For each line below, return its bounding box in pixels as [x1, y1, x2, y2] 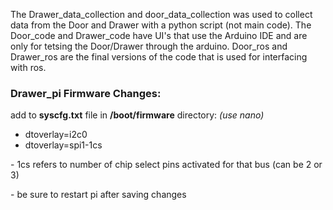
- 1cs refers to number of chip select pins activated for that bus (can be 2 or [10, 159, 323, 171]
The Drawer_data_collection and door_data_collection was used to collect [10, 9, 313, 20]
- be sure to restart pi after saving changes [10, 189, 187, 201]
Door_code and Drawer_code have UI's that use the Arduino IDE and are [10, 30, 308, 41]
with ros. [10, 62, 47, 73]
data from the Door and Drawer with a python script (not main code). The [10, 19, 312, 31]
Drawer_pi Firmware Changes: [10, 86, 162, 100]
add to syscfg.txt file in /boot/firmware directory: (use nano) [10, 109, 265, 121]
